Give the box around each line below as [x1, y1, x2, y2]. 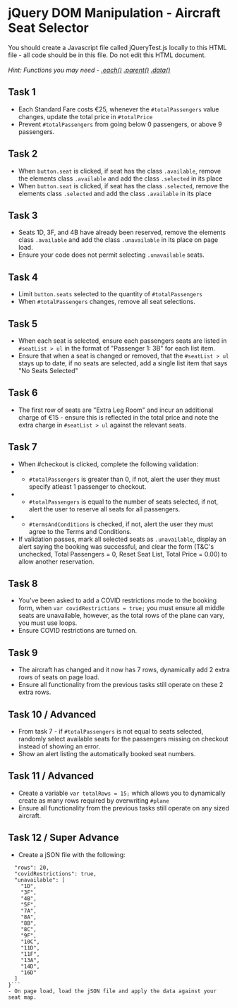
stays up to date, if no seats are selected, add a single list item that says [18, 359, 228, 368]
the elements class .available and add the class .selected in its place [18, 174, 223, 183]
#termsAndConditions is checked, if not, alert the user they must [28, 520, 214, 528]
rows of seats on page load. [18, 673, 99, 681]
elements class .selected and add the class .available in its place [18, 189, 212, 198]
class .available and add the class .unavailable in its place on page [18, 236, 219, 244]
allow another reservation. [18, 557, 95, 566]
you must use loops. [18, 619, 78, 627]
